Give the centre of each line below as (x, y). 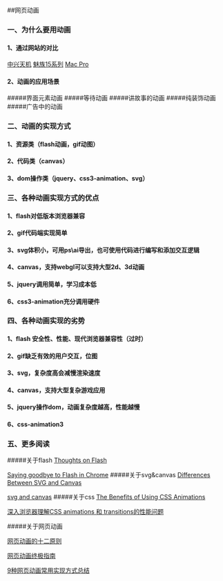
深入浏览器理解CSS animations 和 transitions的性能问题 (86, 512)
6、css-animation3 (36, 424)
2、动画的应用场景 (33, 81)
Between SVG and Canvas (45, 483)
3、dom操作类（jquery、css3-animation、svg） (78, 178)
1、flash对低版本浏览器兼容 (46, 216)
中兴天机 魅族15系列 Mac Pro (48, 64)
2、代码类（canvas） (38, 161)
